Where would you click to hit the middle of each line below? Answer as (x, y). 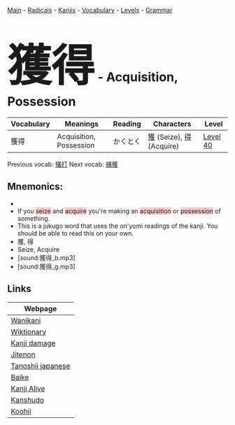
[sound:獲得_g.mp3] (46, 266)
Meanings (82, 124)
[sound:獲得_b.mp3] (46, 257)
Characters (172, 124)
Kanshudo (27, 400)
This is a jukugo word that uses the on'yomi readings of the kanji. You (117, 226)
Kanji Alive (28, 389)
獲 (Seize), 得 (170, 137)
